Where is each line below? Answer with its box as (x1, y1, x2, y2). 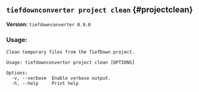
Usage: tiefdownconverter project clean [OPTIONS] (6, 60, 135, 66)
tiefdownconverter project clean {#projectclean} (6, 5, 193, 15)
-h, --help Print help (11, 81, 79, 87)
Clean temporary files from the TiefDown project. (6, 49, 135, 56)
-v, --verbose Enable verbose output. (11, 75, 111, 81)
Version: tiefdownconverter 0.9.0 (6, 20, 91, 27)
